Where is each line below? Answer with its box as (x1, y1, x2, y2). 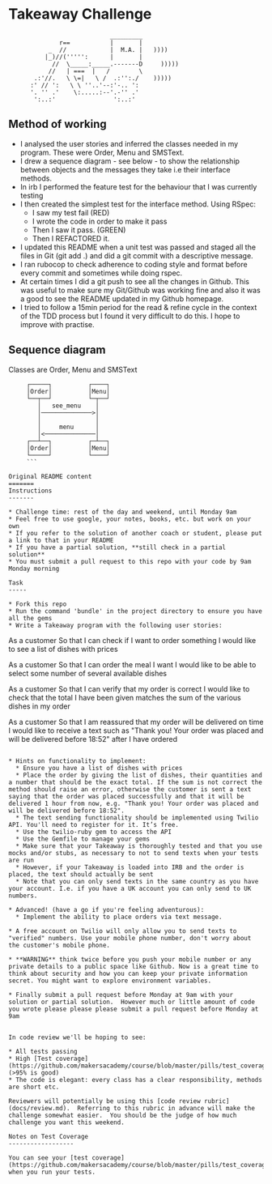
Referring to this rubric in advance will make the (77, 1104, 255, 1112)
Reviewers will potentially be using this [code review (8, 1097, 201, 1105)
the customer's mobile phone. (8, 941, 111, 949)
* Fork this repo (8, 600, 67, 608)
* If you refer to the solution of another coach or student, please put (8, 529, 263, 537)
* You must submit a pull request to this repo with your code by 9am (8, 557, 252, 565)
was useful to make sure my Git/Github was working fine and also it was (19, 285, 261, 295)
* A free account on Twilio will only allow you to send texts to (8, 926, 237, 935)
